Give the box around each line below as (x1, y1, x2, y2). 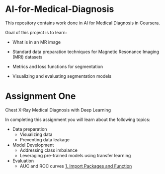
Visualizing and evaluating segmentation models (12, 73, 112, 79)
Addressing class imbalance (19, 147, 78, 153)
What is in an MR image (12, 39, 61, 45)
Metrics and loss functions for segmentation (12, 63, 103, 69)
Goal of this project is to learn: (5, 29, 67, 35)
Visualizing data (19, 131, 53, 137)
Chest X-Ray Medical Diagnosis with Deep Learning (5, 107, 111, 113)
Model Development (12, 142, 54, 148)
